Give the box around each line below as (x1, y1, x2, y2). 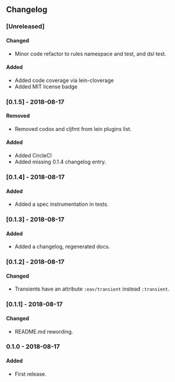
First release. (14, 370, 47, 377)
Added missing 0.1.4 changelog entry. (14, 159, 107, 166)
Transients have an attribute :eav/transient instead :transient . (14, 285, 170, 292)
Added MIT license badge (14, 83, 78, 90)
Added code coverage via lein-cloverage (14, 77, 114, 84)
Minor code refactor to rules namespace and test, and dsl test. (14, 50, 167, 57)
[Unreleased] (6, 22, 45, 31)
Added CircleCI (14, 152, 52, 159)
